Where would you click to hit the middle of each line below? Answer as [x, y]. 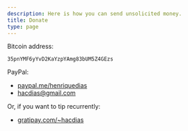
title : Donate [28, 20]
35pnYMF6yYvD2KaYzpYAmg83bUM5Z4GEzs [60, 59]
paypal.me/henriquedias [52, 86]
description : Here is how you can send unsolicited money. [95, 14]
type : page [23, 26]
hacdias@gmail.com [46, 93]
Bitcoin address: [31, 47]
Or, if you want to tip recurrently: [54, 107]
